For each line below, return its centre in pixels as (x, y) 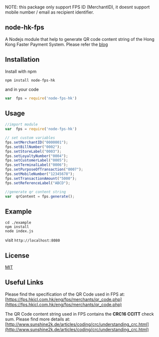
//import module (21, 124)
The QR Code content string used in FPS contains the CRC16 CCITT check (79, 314)
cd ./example (18, 223)
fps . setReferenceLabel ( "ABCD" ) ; (38, 183)
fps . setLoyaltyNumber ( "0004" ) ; (37, 156)
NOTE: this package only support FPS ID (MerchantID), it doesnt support (78, 7)
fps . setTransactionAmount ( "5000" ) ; (41, 178)
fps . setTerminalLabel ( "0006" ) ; (37, 165)
